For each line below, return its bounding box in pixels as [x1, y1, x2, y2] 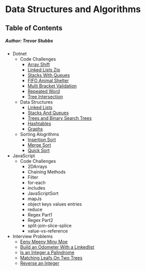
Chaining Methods [27, 168, 66, 175]
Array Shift [27, 61, 50, 67]
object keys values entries [27, 201, 82, 207]
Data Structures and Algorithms [5, 4, 141, 15]
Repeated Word [27, 88, 60, 94]
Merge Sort [27, 142, 51, 148]
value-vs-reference [27, 228, 68, 234]
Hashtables [27, 120, 51, 126]
